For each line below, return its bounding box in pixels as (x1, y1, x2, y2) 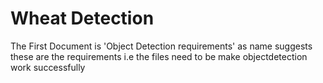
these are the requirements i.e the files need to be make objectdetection (10, 50, 308, 62)
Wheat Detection (10, 7, 155, 30)
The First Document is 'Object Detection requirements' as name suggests (10, 40, 313, 52)
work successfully (10, 61, 86, 73)
